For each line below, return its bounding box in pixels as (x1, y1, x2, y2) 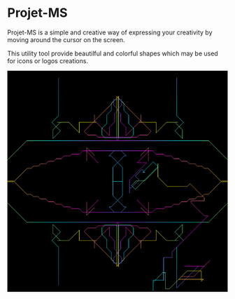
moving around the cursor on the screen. (7, 35, 125, 44)
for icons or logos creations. (7, 56, 89, 65)
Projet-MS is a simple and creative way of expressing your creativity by (7, 28, 213, 36)
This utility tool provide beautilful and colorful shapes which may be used (7, 49, 218, 58)
